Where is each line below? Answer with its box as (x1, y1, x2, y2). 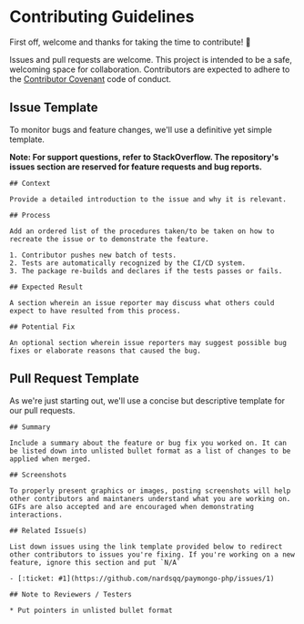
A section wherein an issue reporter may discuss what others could (9, 298, 275, 307)
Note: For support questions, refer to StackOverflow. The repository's (9, 151, 279, 162)
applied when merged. (9, 454, 92, 464)
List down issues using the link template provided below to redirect (9, 542, 283, 551)
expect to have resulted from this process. (9, 306, 181, 315)
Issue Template (9, 100, 98, 116)
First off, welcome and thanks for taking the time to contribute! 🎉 (9, 36, 251, 47)
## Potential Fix (9, 322, 76, 332)
